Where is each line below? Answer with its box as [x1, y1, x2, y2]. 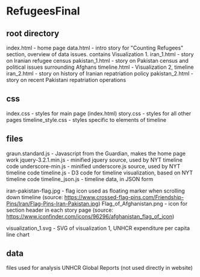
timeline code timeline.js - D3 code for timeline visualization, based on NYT [6, 169, 193, 176]
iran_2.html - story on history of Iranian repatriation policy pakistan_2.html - [6, 70, 194, 77]
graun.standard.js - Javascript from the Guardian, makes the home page [6, 150, 186, 157]
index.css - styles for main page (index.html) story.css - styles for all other [6, 110, 192, 117]
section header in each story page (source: [6, 206, 113, 214]
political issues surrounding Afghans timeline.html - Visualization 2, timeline [6, 63, 194, 71]
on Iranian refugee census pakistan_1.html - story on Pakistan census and [6, 57, 189, 64]
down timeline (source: [6, 193, 63, 200]
